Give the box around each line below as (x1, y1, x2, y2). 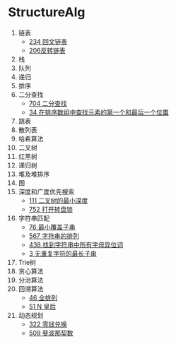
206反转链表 (28, 46, 66, 54)
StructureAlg (8, 4, 86, 20)
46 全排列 (28, 293, 58, 302)
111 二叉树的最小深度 (28, 196, 88, 205)
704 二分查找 (28, 99, 68, 107)
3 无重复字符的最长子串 (28, 249, 98, 258)
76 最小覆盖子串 (28, 223, 76, 231)
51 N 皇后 (28, 302, 57, 311)
